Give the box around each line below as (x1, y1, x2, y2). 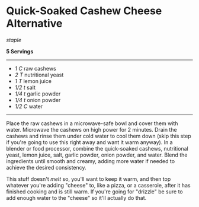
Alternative (6, 17, 63, 30)
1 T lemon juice (14, 77, 52, 84)
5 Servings (6, 47, 34, 55)
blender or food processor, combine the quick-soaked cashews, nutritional (6, 145, 188, 152)
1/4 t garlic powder (14, 90, 61, 97)
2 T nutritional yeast (14, 71, 64, 78)
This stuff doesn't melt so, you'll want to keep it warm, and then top (6, 175, 171, 182)
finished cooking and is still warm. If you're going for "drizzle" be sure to (6, 188, 184, 195)
